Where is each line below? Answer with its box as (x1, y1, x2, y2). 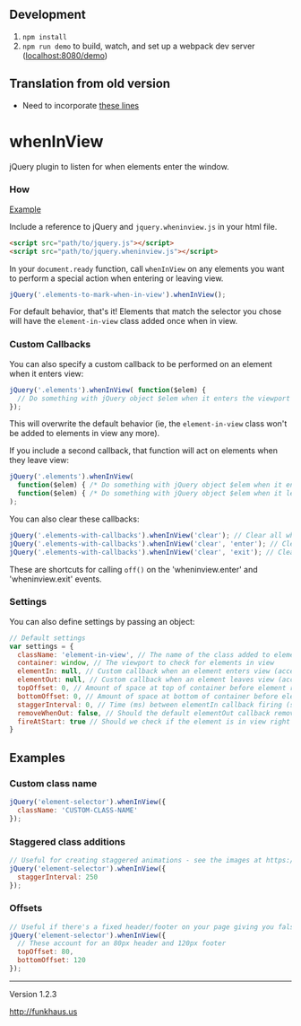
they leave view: (9, 455, 70, 466)
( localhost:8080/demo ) (21, 49, 108, 61)
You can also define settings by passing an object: (9, 616, 195, 627)
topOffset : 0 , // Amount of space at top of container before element (17, 684, 287, 693)
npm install (21, 32, 67, 41)
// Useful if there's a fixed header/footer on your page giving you (9, 922, 275, 932)
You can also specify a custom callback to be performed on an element (9, 358, 273, 369)
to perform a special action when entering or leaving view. (9, 273, 224, 284)
